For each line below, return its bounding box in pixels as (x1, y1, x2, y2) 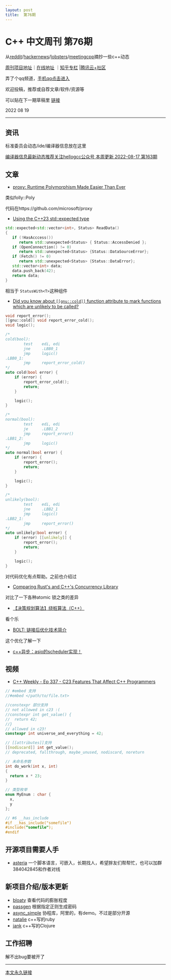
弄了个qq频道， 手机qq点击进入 (5, 75, 70, 82)
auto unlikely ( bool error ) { (5, 530, 67, 536)
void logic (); (5, 323, 36, 328)
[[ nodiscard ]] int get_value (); (5, 745, 74, 750)
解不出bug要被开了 (5, 953, 45, 960)
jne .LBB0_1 (23, 346, 58, 351)
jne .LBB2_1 (23, 507, 58, 512)
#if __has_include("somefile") (5, 820, 72, 826)
